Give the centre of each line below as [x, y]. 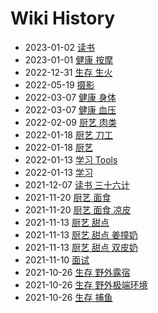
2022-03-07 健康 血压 [70, 109]
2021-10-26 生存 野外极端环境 [86, 284]
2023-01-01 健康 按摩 [69, 59]
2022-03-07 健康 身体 [70, 97]
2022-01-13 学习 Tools [71, 159]
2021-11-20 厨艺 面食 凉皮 [78, 209]
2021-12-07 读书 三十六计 [77, 184]
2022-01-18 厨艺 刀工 [68, 134]
